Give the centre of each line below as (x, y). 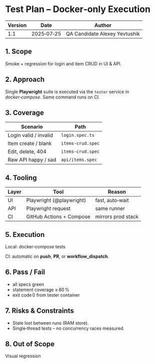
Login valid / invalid (30, 135)
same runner (110, 209)
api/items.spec (79, 160)
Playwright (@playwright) (56, 201)
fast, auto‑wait (112, 201)
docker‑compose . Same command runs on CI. (52, 97)
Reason (117, 192)
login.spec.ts (78, 135)
